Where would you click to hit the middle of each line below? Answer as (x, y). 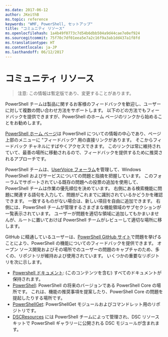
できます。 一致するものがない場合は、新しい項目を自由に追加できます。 (80, 201)
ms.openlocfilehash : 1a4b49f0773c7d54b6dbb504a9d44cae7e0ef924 (73, 33)
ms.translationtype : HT (30, 43)
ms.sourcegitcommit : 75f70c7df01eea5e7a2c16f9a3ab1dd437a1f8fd (73, 38)
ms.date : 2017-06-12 (27, 10)
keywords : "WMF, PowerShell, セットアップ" (49, 24)
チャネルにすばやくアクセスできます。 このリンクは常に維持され (95, 146)
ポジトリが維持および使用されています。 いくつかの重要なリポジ (89, 256)
